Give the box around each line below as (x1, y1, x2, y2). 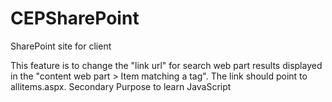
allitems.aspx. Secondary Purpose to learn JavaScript (10, 80, 232, 92)
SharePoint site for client (10, 40, 112, 52)
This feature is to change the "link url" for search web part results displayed (10, 59, 323, 71)
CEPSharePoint (10, 7, 140, 30)
